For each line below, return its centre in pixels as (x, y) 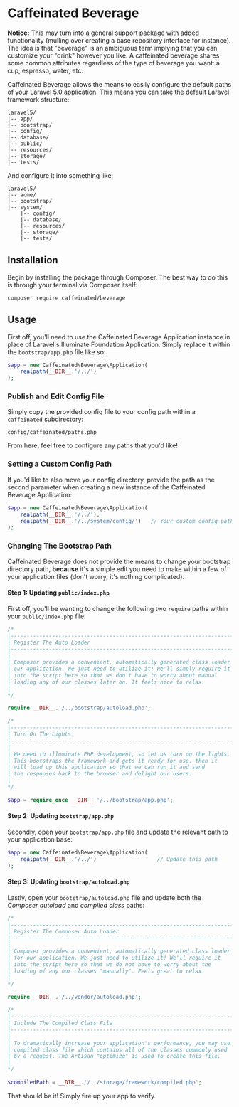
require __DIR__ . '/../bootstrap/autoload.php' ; (79, 708)
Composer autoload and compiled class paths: (76, 905)
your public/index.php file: (47, 616)
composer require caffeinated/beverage (67, 298)
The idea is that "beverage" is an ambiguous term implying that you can (112, 48)
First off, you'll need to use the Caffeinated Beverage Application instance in (119, 337)
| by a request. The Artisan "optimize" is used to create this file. (114, 1056)
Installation (33, 260)
